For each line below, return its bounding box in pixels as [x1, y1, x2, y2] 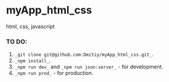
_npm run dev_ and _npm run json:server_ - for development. [14, 63, 164, 70]
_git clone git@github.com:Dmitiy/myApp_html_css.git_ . [14, 51, 154, 58]
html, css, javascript [6, 23, 55, 30]
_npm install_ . [14, 57, 51, 64]
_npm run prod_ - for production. [14, 70, 94, 77]
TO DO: [6, 37, 28, 46]
